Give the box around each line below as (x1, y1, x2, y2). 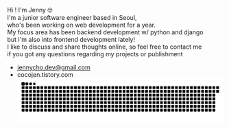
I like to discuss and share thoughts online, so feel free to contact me (7, 43, 202, 51)
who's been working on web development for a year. (7, 21, 156, 29)
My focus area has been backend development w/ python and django (7, 28, 204, 36)
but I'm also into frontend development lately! (7, 36, 136, 43)
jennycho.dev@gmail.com (16, 63, 91, 71)
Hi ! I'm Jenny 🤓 (7, 6, 53, 14)
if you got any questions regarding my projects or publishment (7, 50, 183, 58)
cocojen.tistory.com (16, 71, 74, 78)
